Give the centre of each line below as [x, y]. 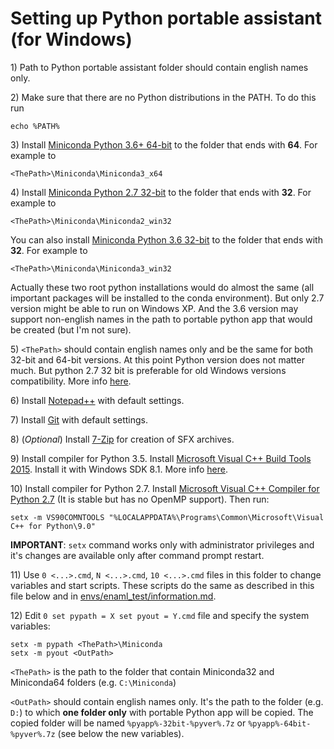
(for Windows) [71, 39]
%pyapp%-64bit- [280, 723]
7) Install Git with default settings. [79, 419]
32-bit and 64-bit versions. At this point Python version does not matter [157, 359]
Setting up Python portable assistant [166, 18]
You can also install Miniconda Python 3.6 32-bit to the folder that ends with [166, 239]
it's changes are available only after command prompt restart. [137, 555]
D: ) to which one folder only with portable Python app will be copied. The [162, 712]
